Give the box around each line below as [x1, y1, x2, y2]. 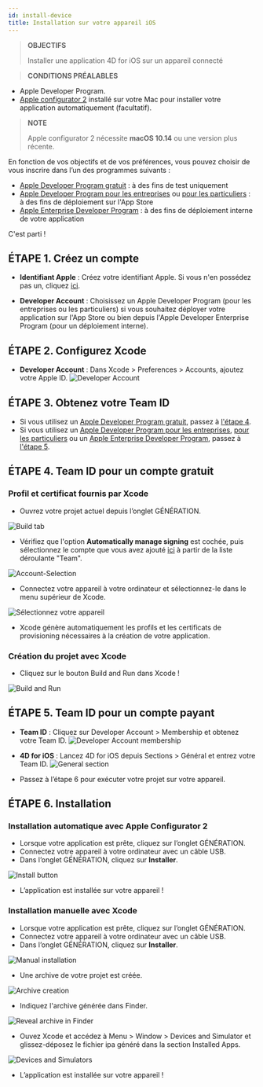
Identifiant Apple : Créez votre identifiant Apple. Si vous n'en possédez [19, 273, 251, 282]
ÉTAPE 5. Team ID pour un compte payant [8, 707, 215, 720]
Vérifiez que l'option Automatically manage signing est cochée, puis [19, 536, 244, 546]
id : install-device [8, 11, 72, 20]
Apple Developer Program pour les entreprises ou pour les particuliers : [19, 189, 251, 198]
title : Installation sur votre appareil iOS [8, 19, 156, 27]
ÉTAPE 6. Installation [8, 797, 111, 810]
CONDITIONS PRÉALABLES [27, 71, 119, 80]
